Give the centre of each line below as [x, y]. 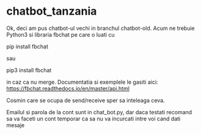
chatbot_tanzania [52, 11]
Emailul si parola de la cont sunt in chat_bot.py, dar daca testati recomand [99, 112]
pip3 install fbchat [29, 70]
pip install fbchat [27, 46]
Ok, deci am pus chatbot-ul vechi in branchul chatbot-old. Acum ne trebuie [100, 28]
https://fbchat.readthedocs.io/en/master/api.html [68, 88]
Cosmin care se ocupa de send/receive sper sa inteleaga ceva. [86, 100]
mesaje [16, 125]
